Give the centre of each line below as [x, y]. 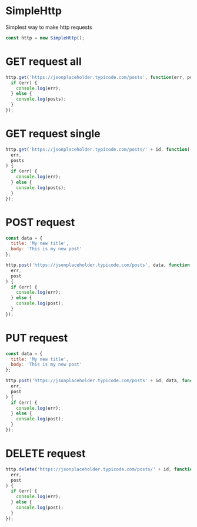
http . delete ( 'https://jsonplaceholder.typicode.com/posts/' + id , [89, 469]
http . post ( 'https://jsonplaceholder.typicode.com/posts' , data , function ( [99, 265]
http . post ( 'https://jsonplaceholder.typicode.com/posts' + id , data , [93, 381]
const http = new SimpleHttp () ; [45, 38]
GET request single [53, 134]
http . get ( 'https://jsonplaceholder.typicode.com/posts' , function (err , [95, 77]
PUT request [37, 338]
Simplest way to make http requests [49, 27]
